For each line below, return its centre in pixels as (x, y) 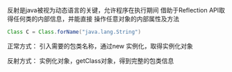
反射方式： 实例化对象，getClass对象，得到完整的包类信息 (91, 60)
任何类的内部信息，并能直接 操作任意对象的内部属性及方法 (96, 19)
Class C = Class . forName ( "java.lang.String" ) (74, 32)
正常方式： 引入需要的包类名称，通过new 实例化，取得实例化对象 (100, 46)
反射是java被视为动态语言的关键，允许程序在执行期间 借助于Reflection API (113, 10)
